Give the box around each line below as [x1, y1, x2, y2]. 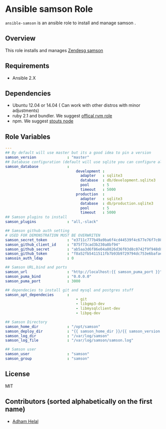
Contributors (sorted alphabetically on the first [5, 397, 153, 406]
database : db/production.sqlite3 [80, 201, 154, 206]
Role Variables [5, 132, 50, 141]
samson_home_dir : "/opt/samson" [5, 324, 100, 329]
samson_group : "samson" [5, 356, 90, 361]
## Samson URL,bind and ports [5, 265, 68, 270]
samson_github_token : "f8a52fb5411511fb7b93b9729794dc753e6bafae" [5, 251, 165, 256]
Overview [5, 34, 36, 43]
